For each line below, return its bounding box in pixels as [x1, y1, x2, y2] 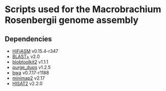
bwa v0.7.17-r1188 [12, 70, 49, 76]
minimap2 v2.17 [12, 75, 45, 81]
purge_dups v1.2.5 [12, 65, 51, 70]
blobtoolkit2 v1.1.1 [12, 59, 49, 65]
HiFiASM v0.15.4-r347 [12, 48, 59, 54]
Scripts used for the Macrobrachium [5, 4, 161, 15]
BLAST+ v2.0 [12, 53, 40, 59]
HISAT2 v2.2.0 [12, 80, 43, 86]
